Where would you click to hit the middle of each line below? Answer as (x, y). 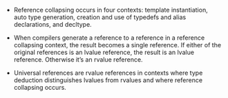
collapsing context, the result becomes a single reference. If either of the (117, 45)
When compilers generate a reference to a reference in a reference (109, 38)
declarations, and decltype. (53, 24)
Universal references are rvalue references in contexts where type (108, 73)
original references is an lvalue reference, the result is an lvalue (104, 52)
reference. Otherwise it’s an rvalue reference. (78, 60)
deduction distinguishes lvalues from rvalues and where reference (108, 80)
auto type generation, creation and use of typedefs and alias (100, 17)
